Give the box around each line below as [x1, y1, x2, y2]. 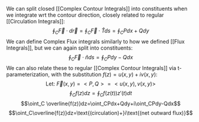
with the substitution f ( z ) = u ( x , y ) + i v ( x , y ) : [50, 71, 158, 78]
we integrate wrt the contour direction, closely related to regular [6, 11, 164, 19]
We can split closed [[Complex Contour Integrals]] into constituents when [6, 5, 188, 12]
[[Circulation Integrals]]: [6, 18, 65, 25]
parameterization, [6, 71, 50, 78]
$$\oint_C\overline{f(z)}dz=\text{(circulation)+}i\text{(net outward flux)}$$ [8, 109, 193, 117]
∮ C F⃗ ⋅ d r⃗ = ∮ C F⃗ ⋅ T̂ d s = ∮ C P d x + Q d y [52, 27, 150, 35]
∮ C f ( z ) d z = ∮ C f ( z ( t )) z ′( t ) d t [69, 89, 132, 98]
